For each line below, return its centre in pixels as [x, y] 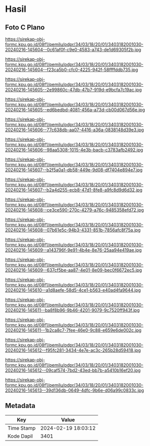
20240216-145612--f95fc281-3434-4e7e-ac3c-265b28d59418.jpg [73, 350]
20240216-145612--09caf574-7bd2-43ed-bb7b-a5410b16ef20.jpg [73, 370]
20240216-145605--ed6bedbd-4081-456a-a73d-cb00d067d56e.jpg [75, 110]
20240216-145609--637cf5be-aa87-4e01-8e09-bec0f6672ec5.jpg [74, 270]
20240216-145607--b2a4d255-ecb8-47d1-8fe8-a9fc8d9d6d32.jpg [74, 190]
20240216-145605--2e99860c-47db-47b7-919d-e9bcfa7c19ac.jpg [74, 90]
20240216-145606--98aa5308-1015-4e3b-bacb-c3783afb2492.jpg [74, 150]
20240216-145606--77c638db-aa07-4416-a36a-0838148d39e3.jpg [75, 130]
